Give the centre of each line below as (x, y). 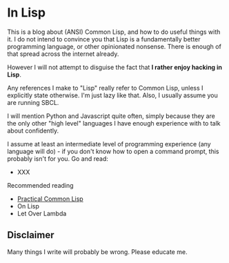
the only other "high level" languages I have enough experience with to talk (114, 123)
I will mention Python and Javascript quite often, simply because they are (111, 116)
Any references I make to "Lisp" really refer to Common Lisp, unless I (105, 88)
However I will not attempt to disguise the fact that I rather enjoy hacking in (115, 67)
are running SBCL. (33, 102)
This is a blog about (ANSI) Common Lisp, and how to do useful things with (114, 32)
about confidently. (33, 130)
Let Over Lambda (42, 213)
